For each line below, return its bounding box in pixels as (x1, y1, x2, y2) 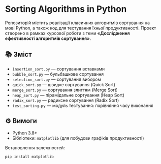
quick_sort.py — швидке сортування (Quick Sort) (12, 81, 116, 87)
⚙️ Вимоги (5, 117, 37, 125)
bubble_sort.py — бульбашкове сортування (12, 71, 104, 77)
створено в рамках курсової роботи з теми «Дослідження (5, 30, 130, 36)
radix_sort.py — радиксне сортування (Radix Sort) (12, 97, 119, 103)
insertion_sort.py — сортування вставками (12, 66, 105, 72)
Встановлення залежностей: (5, 144, 65, 151)
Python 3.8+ (12, 130, 38, 136)
